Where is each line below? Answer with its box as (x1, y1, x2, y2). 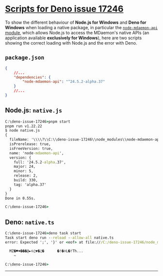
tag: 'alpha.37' (14, 182, 47, 187)
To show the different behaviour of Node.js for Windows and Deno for (5, 19, 147, 25)
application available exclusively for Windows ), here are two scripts (5, 35, 142, 41)
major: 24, (14, 164, 36, 169)
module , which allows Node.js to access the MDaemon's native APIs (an (5, 30, 149, 35)
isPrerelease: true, (9, 142, 51, 146)
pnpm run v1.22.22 (5, 124, 42, 129)
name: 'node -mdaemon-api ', (9, 150, 64, 156)
